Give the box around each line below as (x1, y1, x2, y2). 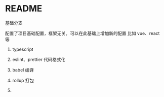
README (5, 3, 42, 14)
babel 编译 (12, 67, 34, 73)
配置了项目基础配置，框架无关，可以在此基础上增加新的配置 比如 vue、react (5, 30, 160, 36)
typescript (12, 46, 34, 52)
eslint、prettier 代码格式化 (12, 56, 66, 62)
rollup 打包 (12, 77, 34, 83)
